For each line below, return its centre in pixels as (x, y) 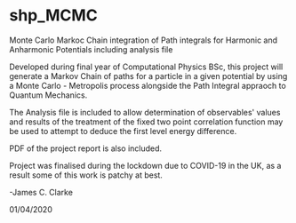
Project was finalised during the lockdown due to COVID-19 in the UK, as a (145, 165)
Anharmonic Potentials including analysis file (91, 49)
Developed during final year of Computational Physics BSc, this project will (146, 67)
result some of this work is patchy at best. (86, 175)
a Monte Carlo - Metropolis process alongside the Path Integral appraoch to (148, 85)
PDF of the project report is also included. (86, 148)
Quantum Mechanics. (48, 95)
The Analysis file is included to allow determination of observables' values (145, 112)
